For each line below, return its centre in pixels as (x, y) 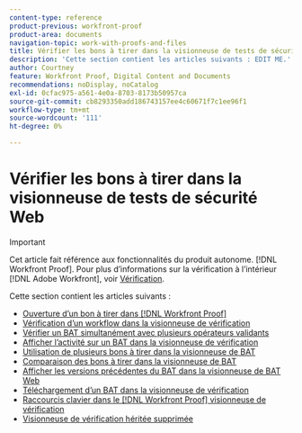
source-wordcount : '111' (56, 118)
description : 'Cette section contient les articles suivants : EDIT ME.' (151, 59)
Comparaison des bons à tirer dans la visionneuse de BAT (129, 361)
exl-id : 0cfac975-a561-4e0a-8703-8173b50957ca (98, 93)
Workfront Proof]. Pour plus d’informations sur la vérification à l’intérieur (143, 269)
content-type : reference (56, 18)
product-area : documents (56, 34)
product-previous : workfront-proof (76, 26)
